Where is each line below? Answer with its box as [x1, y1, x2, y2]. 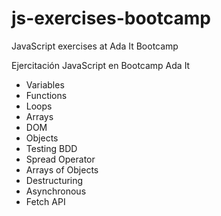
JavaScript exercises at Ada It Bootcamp [11, 40, 179, 52]
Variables [25, 78, 65, 91]
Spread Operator [25, 153, 96, 165]
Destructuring [25, 174, 84, 186]
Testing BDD [25, 142, 78, 154]
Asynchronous [25, 185, 87, 197]
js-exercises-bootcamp [11, 7, 211, 30]
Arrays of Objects [25, 163, 99, 176]
